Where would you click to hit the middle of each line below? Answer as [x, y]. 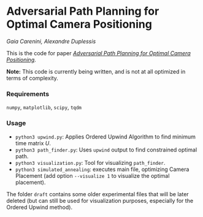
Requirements [28, 94]
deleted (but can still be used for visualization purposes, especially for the [100, 200]
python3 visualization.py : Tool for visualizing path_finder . [90, 162]
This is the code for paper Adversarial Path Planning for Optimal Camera [99, 53]
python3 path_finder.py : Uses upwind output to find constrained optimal [106, 150]
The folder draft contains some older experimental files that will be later [98, 194]
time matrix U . [33, 143]
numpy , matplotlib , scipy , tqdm [44, 107]
